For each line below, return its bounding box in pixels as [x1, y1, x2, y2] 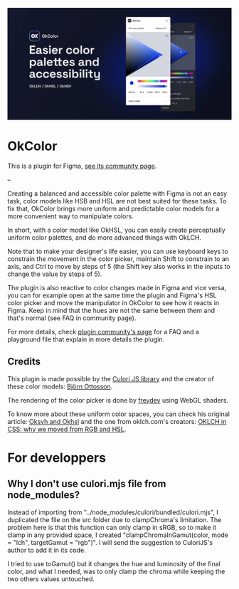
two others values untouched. [7, 574, 95, 583]
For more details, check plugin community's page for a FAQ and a [7, 327, 199, 336]
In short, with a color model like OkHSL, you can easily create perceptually [7, 225, 225, 234]
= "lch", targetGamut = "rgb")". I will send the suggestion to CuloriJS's [7, 538, 213, 546]
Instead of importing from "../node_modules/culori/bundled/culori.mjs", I [7, 508, 218, 516]
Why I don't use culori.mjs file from [7, 478, 166, 490]
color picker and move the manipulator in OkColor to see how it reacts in [7, 298, 220, 307]
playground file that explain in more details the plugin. [7, 335, 165, 344]
